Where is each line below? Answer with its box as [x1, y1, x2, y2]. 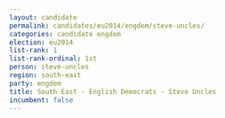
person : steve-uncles [9, 63, 90, 72]
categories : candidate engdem [9, 29, 122, 38]
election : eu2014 [9, 37, 74, 47]
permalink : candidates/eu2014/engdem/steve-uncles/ [9, 21, 205, 30]
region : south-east [9, 71, 82, 80]
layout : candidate [9, 12, 77, 22]
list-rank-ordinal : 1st [9, 54, 98, 63]
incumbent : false [9, 95, 74, 105]
